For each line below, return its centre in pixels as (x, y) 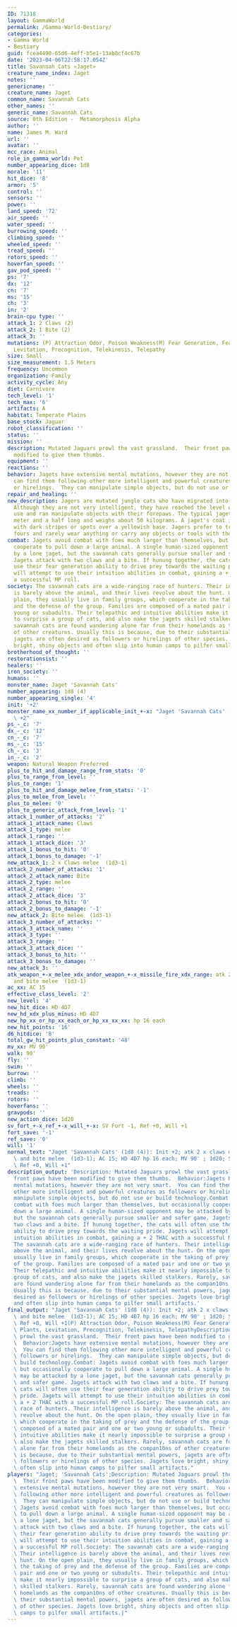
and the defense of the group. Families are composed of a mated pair (120, 606)
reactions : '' (28, 468)
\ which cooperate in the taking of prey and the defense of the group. (123, 1422)
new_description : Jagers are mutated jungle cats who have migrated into (118, 501)
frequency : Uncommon (38, 369)
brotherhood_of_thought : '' (49, 652)
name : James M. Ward (38, 132)
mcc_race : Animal (33, 152)
